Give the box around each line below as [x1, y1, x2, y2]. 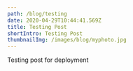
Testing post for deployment [7, 56, 89, 64]
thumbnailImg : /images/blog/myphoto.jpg [7, 37, 127, 44]
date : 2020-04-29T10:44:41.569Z [7, 17, 101, 24]
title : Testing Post [7, 23, 68, 30]
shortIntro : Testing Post [7, 30, 83, 37]
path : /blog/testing [7, 10, 68, 18]
